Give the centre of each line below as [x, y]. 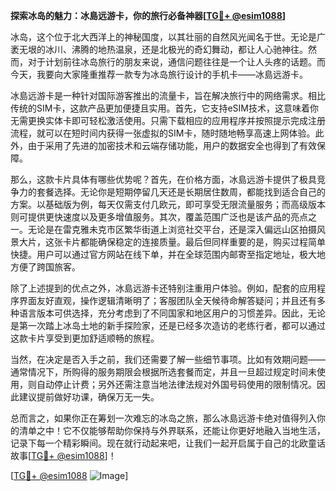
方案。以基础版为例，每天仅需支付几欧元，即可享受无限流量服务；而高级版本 [168, 204]
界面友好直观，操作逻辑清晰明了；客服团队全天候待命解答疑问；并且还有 [167, 300]
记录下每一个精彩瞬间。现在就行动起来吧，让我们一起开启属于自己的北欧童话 [168, 443]
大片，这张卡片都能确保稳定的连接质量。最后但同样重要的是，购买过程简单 [172, 242]
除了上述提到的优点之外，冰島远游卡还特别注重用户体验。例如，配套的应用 [163, 288]
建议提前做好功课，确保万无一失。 [89, 397]
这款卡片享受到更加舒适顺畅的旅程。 [85, 338]
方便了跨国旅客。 [45, 267]
